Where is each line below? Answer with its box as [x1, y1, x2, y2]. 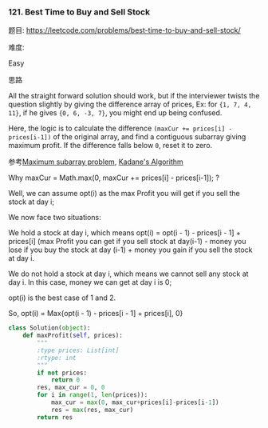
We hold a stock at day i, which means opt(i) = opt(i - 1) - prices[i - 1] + [8, 228, 242, 238]
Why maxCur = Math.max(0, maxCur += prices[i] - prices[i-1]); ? [8, 173, 219, 182]
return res [37, 413, 73, 422]
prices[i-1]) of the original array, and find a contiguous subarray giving [8, 132, 246, 142]
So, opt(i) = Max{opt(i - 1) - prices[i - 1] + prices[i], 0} [8, 309, 183, 318]
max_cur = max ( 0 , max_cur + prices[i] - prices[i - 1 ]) [50, 398, 219, 406]
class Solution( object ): [8, 324, 91, 332]
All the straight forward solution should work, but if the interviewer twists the [8, 91, 260, 101]
